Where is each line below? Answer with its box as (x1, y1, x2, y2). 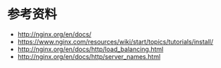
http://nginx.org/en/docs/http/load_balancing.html (17, 45, 164, 53)
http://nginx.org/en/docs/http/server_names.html (17, 52, 161, 60)
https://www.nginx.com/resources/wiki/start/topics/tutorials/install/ (17, 37, 214, 46)
